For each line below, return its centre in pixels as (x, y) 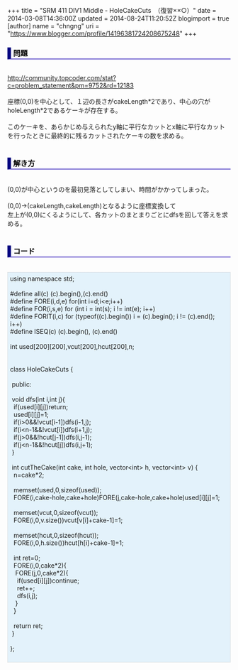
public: (22, 384)
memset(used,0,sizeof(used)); (57, 490)
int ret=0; (27, 558)
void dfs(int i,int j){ (39, 399)
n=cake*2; (29, 475)
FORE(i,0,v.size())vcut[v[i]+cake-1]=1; (68, 520)
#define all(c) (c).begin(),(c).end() (59, 293)
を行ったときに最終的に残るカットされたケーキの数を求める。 (97, 136)
